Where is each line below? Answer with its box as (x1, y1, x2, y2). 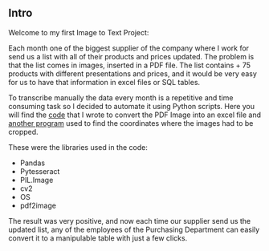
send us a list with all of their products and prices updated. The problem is (8, 51, 255, 61)
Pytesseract (19, 166, 60, 176)
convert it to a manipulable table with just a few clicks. (8, 233, 188, 243)
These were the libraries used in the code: (8, 142, 149, 152)
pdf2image (19, 200, 56, 210)
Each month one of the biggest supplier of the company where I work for (8, 43, 250, 53)
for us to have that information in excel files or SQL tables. (8, 77, 201, 87)
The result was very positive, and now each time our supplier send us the (8, 216, 251, 225)
